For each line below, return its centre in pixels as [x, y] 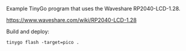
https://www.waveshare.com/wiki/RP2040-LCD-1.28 [72, 20]
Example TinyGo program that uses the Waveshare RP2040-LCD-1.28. [93, 9]
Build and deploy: [28, 31]
